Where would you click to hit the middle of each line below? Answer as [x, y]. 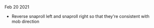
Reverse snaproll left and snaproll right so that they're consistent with [80, 16]
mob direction [25, 21]
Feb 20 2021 [17, 7]
